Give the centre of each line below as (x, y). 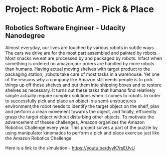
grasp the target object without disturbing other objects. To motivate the (80, 117)
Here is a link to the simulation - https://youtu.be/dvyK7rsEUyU (70, 148)
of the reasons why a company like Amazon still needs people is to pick (79, 80)
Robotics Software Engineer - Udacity (65, 28)
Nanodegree (25, 35)
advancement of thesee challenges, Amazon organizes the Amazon (75, 122)
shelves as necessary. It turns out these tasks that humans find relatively (80, 90)
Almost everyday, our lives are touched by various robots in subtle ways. (80, 48)
